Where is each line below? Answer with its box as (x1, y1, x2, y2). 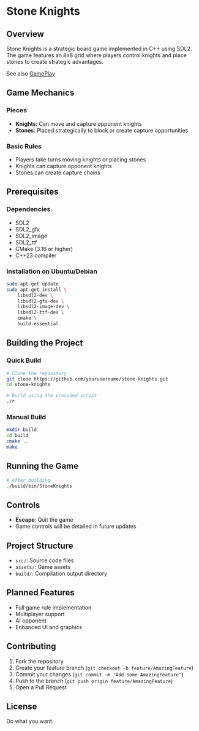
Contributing (6, 641, 56, 652)
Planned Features (6, 587, 75, 598)
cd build (6, 433, 29, 439)
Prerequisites (6, 187, 59, 197)
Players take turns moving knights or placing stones (15, 155, 146, 163)
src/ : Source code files (15, 557, 74, 564)
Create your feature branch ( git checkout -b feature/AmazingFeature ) (15, 664, 194, 671)
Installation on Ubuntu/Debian (6, 267, 98, 276)
